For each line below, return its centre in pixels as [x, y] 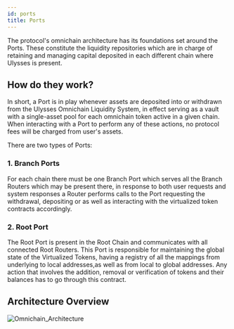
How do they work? [51, 85]
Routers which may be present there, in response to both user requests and [117, 186]
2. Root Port [28, 227]
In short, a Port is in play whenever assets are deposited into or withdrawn [115, 102]
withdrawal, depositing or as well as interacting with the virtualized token [113, 201]
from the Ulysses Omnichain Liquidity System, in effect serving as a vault [113, 109]
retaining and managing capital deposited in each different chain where [110, 55]
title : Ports [26, 20]
